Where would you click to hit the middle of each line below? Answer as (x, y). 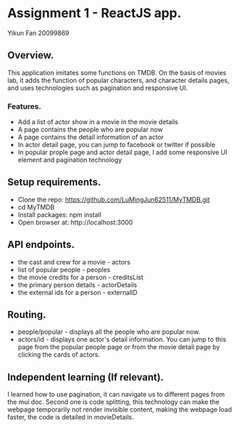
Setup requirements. (54, 183)
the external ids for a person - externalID (77, 292)
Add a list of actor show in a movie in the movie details (98, 122)
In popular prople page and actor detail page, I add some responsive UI (122, 152)
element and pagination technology (70, 160)
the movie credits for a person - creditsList (81, 277)
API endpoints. (41, 245)
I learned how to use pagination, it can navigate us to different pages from (116, 394)
